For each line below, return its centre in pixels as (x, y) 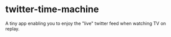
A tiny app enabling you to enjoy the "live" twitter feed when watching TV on (86, 23)
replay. (13, 28)
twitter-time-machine (52, 9)
